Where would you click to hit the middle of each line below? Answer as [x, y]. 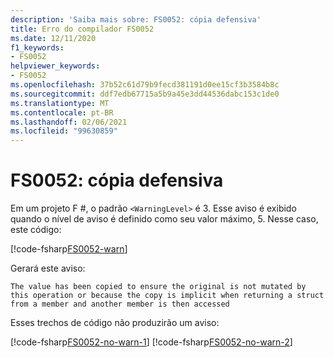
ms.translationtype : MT [60, 103]
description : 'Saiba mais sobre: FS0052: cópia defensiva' [136, 19]
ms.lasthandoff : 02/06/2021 [69, 122]
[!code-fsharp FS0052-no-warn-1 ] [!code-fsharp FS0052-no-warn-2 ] [151, 342]
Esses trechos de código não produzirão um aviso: [115, 323]
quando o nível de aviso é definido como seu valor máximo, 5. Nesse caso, [164, 219]
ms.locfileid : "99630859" [64, 131]
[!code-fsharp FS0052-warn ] [69, 249]
